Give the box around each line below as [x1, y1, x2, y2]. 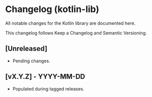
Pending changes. [12, 58, 50, 64]
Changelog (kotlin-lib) [5, 4, 100, 15]
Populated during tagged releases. [12, 85, 85, 91]
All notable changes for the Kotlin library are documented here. [5, 20, 136, 26]
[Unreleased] [5, 44, 48, 53]
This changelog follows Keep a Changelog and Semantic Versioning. [5, 30, 147, 36]
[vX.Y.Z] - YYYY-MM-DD [5, 72, 86, 81]
